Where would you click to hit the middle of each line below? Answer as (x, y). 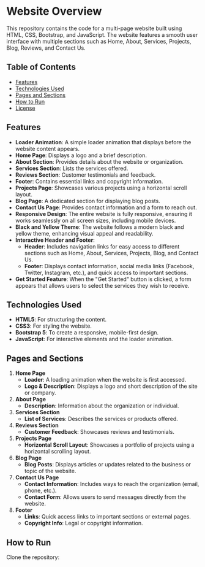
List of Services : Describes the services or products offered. (101, 419)
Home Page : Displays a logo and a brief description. (81, 155)
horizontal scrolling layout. (58, 452)
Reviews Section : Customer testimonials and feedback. (85, 175)
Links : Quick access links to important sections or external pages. (108, 517)
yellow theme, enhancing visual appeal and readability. (84, 233)
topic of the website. (50, 471)
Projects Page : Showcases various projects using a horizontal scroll (101, 188)
